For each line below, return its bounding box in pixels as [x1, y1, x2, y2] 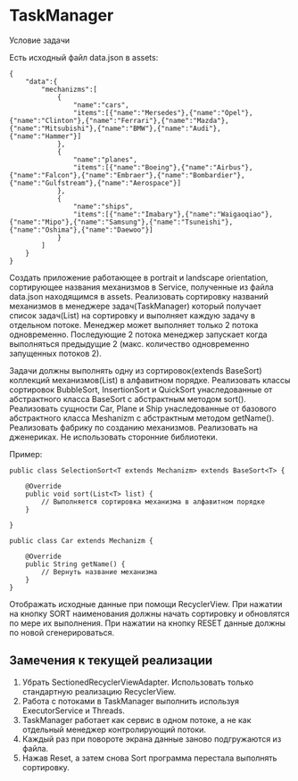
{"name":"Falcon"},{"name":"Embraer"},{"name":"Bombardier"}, [9, 170, 245, 179]
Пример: [9, 448, 43, 459]
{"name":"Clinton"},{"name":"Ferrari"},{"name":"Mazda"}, [9, 116, 229, 125]
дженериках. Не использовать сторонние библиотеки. [9, 432, 219, 442]
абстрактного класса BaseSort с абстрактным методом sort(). [9, 393, 247, 404]
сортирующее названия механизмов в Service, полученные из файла [9, 282, 274, 292]
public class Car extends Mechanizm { [9, 536, 153, 545]
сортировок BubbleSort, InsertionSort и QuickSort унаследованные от [9, 384, 273, 395]
